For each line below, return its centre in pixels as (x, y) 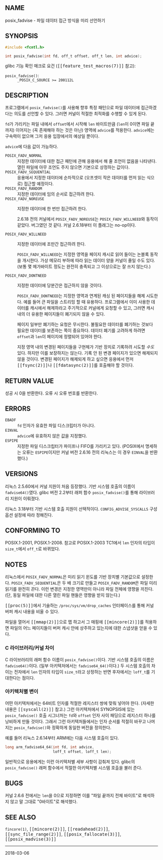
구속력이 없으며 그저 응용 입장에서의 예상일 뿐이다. (52, 136)
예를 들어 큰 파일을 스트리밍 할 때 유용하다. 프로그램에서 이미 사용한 (87, 302)
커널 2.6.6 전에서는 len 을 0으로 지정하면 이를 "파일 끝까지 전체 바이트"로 (73, 796)
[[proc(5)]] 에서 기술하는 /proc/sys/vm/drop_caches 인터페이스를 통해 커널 (80, 606)
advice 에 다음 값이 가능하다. (32, 147)
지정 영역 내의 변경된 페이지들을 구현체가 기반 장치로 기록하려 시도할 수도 (86, 347)
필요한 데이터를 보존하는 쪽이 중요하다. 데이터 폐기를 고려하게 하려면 (81, 330)
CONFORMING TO (33, 531)
